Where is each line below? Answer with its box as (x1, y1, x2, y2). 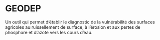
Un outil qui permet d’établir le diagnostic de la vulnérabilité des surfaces (5, 19, 156, 25)
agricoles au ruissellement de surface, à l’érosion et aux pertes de (5, 24, 141, 30)
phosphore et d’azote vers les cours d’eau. (5, 29, 93, 35)
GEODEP (5, 3, 41, 14)
